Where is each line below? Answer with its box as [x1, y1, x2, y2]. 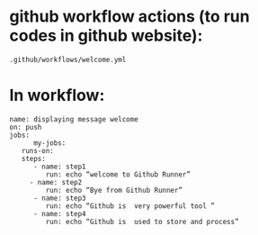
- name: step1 [32, 162, 87, 171]
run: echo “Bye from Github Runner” [45, 185, 182, 194]
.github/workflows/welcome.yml [9, 55, 127, 64]
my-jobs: [32, 138, 67, 148]
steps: [21, 154, 47, 163]
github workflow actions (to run [9, 6, 250, 27]
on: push [9, 122, 42, 131]
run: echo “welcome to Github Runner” [45, 169, 191, 179]
